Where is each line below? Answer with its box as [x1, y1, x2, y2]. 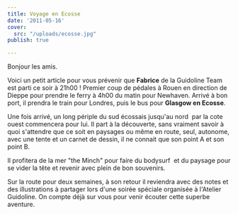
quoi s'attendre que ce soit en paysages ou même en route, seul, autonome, [7, 128, 230, 136]
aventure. [7, 200, 35, 209]
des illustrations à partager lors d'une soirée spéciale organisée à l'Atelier [7, 185, 222, 193]
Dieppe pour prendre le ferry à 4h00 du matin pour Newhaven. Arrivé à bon [7, 91, 228, 100]
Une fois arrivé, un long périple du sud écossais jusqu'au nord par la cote [7, 113, 223, 121]
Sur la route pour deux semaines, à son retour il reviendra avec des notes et [7, 178, 229, 186]
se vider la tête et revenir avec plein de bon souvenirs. [7, 164, 166, 172]
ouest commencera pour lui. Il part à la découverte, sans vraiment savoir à [7, 120, 225, 128]
